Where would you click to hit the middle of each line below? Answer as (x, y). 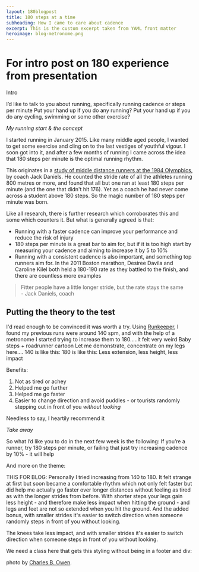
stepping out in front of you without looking (68, 406)
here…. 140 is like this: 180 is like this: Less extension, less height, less (92, 352)
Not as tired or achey (40, 381)
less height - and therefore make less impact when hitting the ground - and (98, 502)
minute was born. (28, 202)
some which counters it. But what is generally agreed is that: (80, 220)
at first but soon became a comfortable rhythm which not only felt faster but (99, 483)
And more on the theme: (36, 465)
